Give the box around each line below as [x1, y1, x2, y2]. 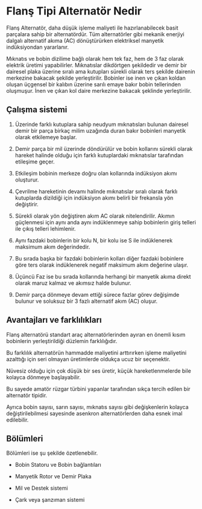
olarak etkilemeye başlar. [14, 133, 77, 141]
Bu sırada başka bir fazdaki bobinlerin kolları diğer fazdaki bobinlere [14, 255, 184, 262]
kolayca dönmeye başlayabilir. [6, 373, 81, 381]
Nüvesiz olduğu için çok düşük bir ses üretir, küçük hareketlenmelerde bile [6, 367, 191, 375]
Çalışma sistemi [6, 104, 68, 115]
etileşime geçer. [14, 158, 55, 165]
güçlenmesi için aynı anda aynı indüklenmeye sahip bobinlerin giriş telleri [14, 218, 196, 226]
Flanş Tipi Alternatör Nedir [6, 4, 142, 18]
